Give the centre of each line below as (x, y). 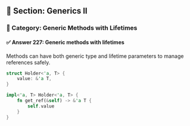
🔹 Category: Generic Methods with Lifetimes (72, 28)
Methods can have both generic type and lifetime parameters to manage (95, 56)
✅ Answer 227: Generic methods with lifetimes (66, 42)
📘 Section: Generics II (47, 11)
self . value (41, 106)
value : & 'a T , (34, 79)
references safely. (28, 62)
